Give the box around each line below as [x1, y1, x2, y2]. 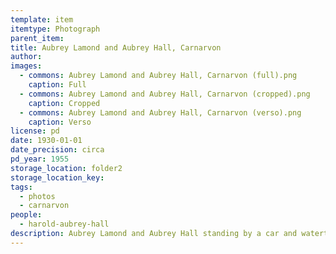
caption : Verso [28, 117, 92, 127]
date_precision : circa [10, 145, 105, 155]
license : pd [10, 126, 60, 136]
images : [10, 61, 43, 71]
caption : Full [28, 80, 87, 90]
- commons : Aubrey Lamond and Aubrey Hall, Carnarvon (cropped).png [19, 89, 311, 99]
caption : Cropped [28, 98, 101, 108]
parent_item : [10, 33, 65, 43]
